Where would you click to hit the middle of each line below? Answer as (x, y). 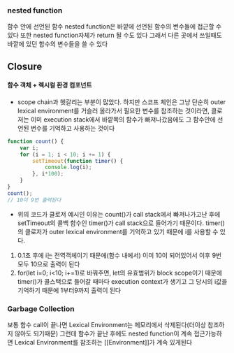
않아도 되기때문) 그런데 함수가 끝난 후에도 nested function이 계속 (103, 333)
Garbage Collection (41, 308)
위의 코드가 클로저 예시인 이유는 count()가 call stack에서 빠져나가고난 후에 (119, 214)
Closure (25, 66)
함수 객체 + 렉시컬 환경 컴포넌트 (50, 85)
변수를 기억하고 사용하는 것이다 (73, 128)
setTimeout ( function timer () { (78, 161)
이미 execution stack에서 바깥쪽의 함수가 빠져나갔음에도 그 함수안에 (123, 119)
